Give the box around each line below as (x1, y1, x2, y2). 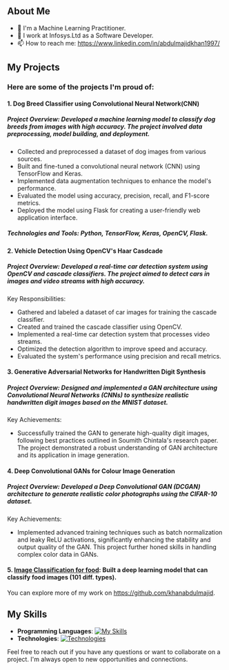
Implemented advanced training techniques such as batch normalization (17, 528, 223, 536)
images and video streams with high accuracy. (7, 277, 145, 285)
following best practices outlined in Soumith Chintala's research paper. (17, 437, 219, 445)
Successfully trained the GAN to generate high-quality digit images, (17, 429, 210, 437)
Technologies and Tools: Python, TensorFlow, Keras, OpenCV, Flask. (7, 229, 208, 238)
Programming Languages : (17, 626, 94, 635)
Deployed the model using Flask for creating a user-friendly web (17, 206, 201, 214)
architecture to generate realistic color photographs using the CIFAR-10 (7, 490, 217, 498)
